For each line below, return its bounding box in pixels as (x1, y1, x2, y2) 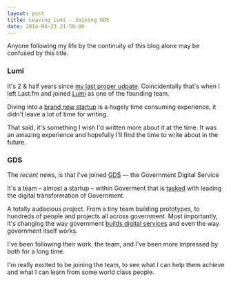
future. (7, 138, 26, 146)
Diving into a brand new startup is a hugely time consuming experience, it (7, 103, 217, 111)
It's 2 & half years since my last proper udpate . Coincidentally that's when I (7, 82, 221, 90)
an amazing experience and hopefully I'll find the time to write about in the (7, 130, 219, 138)
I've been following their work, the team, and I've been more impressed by (7, 240, 219, 248)
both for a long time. (7, 247, 65, 255)
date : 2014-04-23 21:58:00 (7, 23, 85, 30)
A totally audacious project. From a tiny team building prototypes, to (7, 205, 200, 213)
